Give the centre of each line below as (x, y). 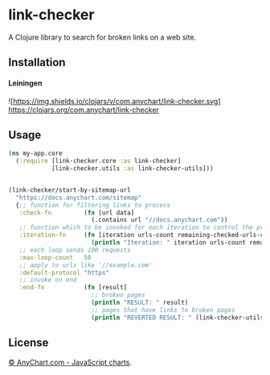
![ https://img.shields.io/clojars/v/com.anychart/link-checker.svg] (115, 101)
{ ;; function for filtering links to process (93, 205)
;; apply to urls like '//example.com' (86, 265)
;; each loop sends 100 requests (75, 250)
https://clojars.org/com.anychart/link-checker (84, 110)
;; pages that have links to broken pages (163, 310)
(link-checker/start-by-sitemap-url (70, 190)
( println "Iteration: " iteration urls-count (169, 243)
